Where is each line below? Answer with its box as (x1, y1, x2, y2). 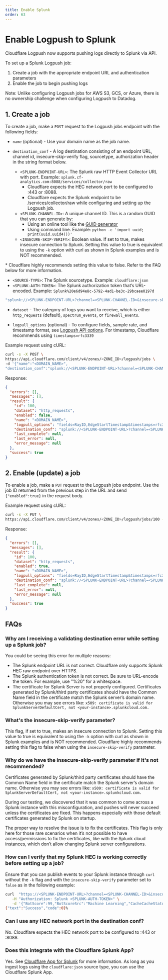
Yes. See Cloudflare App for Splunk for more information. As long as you (5, 958, 154, 964)
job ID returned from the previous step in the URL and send (5, 487, 127, 493)
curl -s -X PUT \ (5, 512, 41, 517)
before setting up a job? (5, 860, 64, 867)
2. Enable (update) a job (5, 469, 81, 478)
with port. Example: (19, 174, 60, 180)
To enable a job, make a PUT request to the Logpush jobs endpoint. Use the (5, 482, 159, 488)
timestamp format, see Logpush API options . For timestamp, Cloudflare (12, 327, 159, 333)
